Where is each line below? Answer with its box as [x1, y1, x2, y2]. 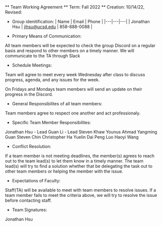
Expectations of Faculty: [12, 178, 60, 183]
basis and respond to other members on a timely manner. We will [5, 48, 134, 53]
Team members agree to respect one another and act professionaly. [5, 110, 141, 116]
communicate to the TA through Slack [5, 53, 80, 59]
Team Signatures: [12, 207, 47, 212]
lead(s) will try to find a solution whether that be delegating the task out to [5, 163, 153, 169]
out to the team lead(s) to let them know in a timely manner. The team [5, 158, 144, 164]
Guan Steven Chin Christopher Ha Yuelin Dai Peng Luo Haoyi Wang [5, 134, 139, 140]
